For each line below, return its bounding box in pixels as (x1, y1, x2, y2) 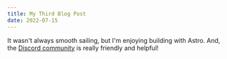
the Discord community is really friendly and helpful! (7, 44, 160, 52)
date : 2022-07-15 (7, 17, 58, 24)
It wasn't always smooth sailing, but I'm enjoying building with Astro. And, (7, 36, 221, 44)
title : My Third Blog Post (7, 10, 86, 18)
